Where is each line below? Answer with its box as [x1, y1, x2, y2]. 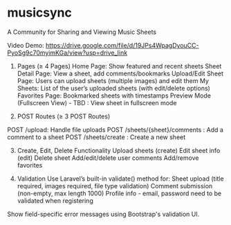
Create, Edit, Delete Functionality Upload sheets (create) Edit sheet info [17, 146, 221, 154]
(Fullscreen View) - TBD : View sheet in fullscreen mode [17, 98, 177, 107]
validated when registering [17, 196, 93, 205]
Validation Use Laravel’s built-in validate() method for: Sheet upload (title [17, 174, 224, 183]
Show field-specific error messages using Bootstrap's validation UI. [7, 210, 200, 218]
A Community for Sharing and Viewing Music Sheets [7, 28, 157, 36]
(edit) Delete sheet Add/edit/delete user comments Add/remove [17, 154, 199, 162]
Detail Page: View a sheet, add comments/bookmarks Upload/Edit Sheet [17, 69, 223, 78]
